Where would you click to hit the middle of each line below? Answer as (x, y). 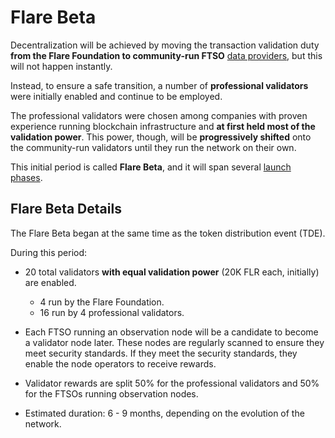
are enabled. (50, 282)
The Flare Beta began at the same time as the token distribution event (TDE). (168, 233)
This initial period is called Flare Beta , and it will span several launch (151, 167)
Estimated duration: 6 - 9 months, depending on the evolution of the (164, 413)
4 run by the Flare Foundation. (102, 302)
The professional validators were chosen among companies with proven (159, 115)
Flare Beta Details (66, 209)
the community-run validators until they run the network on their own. (153, 147)
